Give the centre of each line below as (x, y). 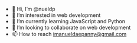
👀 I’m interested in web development (56, 15)
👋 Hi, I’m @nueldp (33, 9)
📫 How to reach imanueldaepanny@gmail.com (69, 34)
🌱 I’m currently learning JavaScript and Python (68, 21)
